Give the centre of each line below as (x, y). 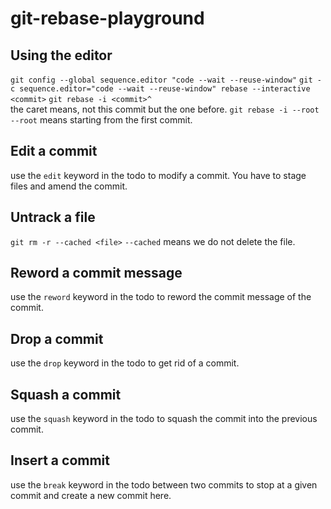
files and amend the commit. (69, 186)
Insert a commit (60, 460)
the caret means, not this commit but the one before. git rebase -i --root (165, 109)
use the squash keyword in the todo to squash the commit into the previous (164, 419)
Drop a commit (57, 338)
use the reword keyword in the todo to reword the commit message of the (161, 297)
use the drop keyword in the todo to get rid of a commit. (125, 363)
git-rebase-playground (107, 18)
